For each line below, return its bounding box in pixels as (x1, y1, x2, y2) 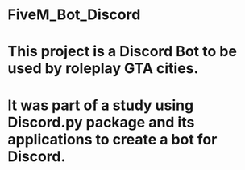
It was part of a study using (7, 96, 194, 114)
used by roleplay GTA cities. (7, 59, 199, 78)
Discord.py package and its (7, 113, 195, 132)
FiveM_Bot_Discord (7, 6, 141, 24)
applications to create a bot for (7, 130, 218, 148)
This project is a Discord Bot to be (7, 42, 237, 61)
